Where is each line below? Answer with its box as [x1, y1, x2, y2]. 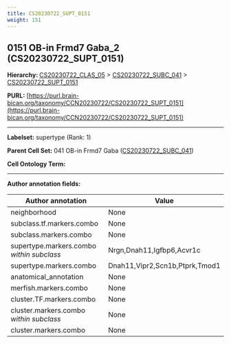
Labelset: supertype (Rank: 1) [7, 133, 91, 142]
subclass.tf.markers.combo [10, 219, 98, 228]
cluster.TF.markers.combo [10, 294, 96, 304]
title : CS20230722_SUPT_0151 [7, 10, 91, 17]
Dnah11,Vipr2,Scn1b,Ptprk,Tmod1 [107, 261, 221, 270]
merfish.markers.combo [10, 283, 88, 293]
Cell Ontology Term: [7, 160, 66, 169]
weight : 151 [7, 17, 41, 23]
